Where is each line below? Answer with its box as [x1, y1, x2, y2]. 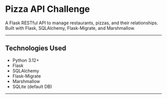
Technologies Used [5, 44, 66, 52]
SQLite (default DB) [12, 83, 52, 90]
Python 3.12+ [12, 57, 39, 63]
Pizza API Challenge [5, 3, 90, 15]
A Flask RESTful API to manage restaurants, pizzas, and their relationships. [5, 20, 158, 26]
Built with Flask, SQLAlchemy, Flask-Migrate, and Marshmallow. [5, 25, 135, 31]
